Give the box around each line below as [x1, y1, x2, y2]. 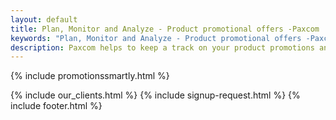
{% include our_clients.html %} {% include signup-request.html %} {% [10, 89, 301, 101]
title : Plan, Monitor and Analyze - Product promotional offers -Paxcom [10, 24, 320, 34]
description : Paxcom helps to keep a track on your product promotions [10, 42, 315, 53]
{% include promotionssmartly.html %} [10, 70, 170, 82]
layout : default [10, 14, 78, 25]
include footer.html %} [10, 100, 103, 112]
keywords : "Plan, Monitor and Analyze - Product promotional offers [10, 33, 302, 43]
